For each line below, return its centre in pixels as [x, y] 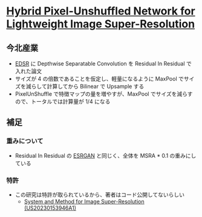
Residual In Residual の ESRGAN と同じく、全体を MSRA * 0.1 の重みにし [106, 155]
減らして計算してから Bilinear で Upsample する [85, 86]
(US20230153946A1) [50, 208]
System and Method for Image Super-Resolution [84, 201]
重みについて [25, 141]
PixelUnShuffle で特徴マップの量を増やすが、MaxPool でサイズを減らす [104, 94]
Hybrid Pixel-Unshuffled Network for [101, 11]
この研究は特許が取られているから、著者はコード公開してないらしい [99, 195]
